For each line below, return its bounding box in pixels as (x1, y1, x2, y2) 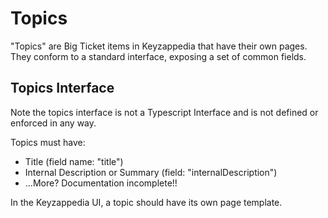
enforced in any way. (10, 117, 97, 129)
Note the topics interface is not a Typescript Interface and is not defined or (10, 106, 319, 118)
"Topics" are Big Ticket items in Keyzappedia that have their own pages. (10, 40, 308, 52)
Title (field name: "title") (24, 155, 124, 167)
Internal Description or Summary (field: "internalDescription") (24, 166, 278, 178)
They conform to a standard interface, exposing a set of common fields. (10, 50, 307, 62)
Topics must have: (10, 136, 86, 148)
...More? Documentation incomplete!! (24, 177, 178, 189)
